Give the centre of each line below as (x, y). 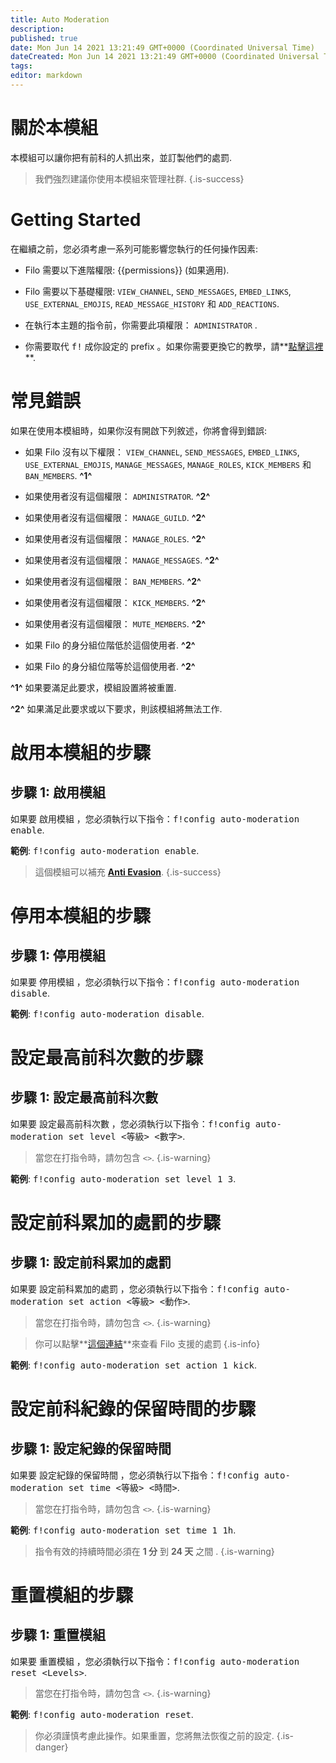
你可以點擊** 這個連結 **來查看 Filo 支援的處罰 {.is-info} (147, 1343)
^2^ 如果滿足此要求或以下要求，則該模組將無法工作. (116, 708)
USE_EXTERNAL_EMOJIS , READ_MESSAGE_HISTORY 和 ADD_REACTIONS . (152, 303)
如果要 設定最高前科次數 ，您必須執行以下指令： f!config (130, 1123)
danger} (51, 1747)
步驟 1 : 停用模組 (58, 956)
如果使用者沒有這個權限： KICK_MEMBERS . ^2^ (115, 602)
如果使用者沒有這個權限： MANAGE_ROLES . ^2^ (115, 538)
